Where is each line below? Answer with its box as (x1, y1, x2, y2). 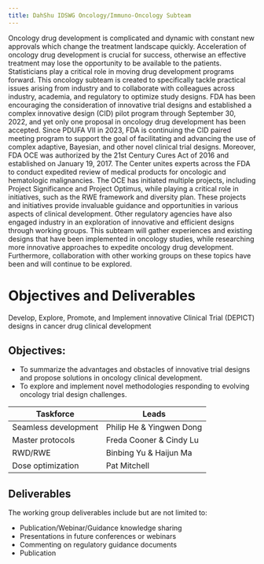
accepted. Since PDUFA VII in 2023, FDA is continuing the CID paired (8, 125, 232, 135)
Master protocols (12, 435, 75, 446)
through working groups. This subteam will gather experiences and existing (8, 225, 253, 235)
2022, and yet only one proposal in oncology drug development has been (8, 117, 246, 126)
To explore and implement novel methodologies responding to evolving (19, 381, 250, 391)
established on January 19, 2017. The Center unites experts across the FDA (8, 158, 251, 168)
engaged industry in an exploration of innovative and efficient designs (8, 217, 235, 227)
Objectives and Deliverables (8, 287, 196, 304)
